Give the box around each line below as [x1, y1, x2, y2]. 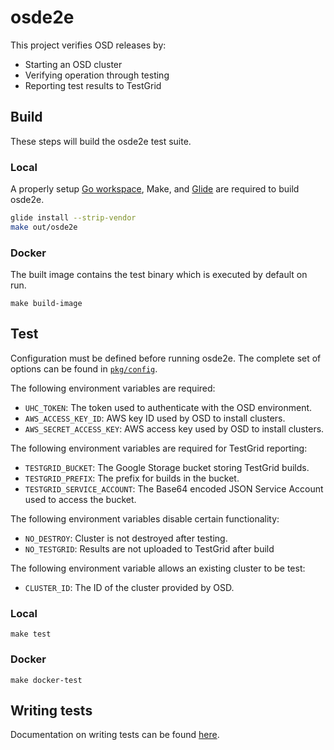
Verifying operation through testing [24, 69, 170, 81]
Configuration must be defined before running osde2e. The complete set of [10, 352, 322, 364]
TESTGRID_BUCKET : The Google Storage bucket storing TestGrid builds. [24, 461, 310, 473]
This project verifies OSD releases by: [10, 39, 167, 51]
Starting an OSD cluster [24, 58, 123, 70]
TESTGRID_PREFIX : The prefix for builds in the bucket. [24, 472, 240, 484]
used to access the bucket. [24, 493, 137, 505]
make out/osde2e [10, 222, 78, 232]
